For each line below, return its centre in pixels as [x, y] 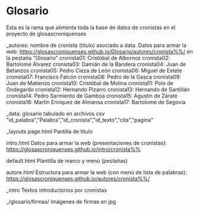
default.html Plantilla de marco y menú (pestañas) [67, 160]
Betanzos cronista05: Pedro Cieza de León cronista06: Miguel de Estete [94, 70]
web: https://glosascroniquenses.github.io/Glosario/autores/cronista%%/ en [99, 51]
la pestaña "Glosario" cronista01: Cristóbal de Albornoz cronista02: [88, 58]
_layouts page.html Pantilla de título [50, 131]
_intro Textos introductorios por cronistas [56, 190]
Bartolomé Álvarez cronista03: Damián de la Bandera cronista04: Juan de [96, 64]
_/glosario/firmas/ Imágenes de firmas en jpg [61, 201]
